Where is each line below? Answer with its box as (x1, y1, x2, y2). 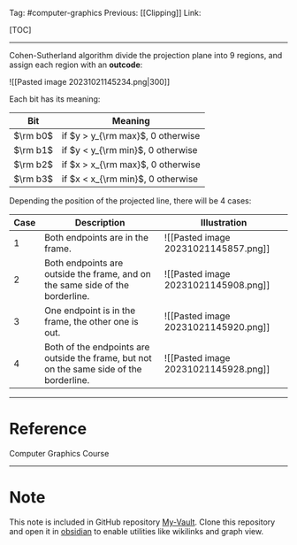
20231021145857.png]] (164, 242, 270, 255)
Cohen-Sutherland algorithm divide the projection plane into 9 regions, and (9, 50, 283, 60)
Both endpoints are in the (43, 232, 148, 243)
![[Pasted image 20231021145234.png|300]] (9, 77, 171, 87)
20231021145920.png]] (164, 321, 270, 333)
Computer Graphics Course (9, 448, 110, 458)
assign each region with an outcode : (9, 59, 143, 70)
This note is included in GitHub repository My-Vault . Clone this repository (9, 517, 276, 527)
